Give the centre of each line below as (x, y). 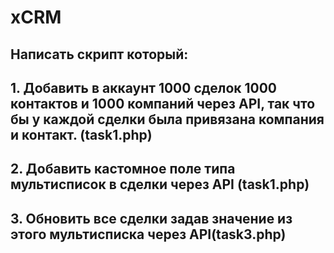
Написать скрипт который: (99, 54)
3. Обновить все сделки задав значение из (151, 218)
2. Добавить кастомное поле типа (123, 169)
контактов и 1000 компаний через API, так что (163, 103)
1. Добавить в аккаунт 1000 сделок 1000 (144, 87)
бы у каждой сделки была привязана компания (167, 119)
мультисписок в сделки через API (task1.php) (160, 184)
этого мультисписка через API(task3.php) (148, 234)
